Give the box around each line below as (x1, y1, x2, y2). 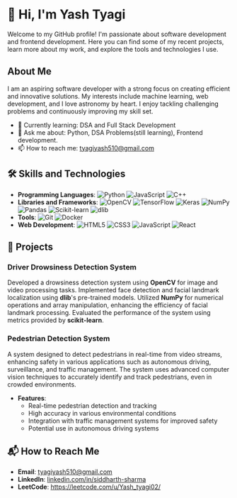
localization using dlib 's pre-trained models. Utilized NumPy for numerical (7, 294, 224, 302)
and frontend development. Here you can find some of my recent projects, (7, 37, 224, 45)
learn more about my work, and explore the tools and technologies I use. (7, 45, 219, 53)
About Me (7, 65, 52, 77)
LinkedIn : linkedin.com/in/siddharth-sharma (17, 475, 146, 484)
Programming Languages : (17, 190, 96, 199)
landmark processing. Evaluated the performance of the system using (7, 309, 211, 317)
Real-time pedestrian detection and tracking (28, 401, 157, 410)
